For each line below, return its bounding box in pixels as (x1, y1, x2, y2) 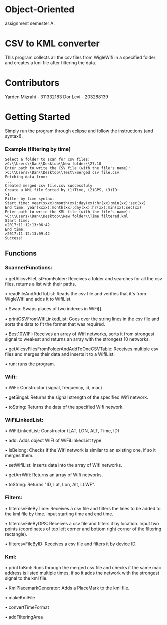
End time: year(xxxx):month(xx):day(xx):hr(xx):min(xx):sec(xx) (5, 205, 142, 210)
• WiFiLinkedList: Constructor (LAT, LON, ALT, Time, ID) (5, 428, 120, 434)
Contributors (5, 77, 60, 89)
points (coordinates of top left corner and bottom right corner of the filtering (5, 526, 162, 532)
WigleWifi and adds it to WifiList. (5, 296, 72, 302)
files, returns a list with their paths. (5, 281, 76, 287)
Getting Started (5, 111, 71, 122)
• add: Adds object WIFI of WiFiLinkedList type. (5, 437, 103, 444)
